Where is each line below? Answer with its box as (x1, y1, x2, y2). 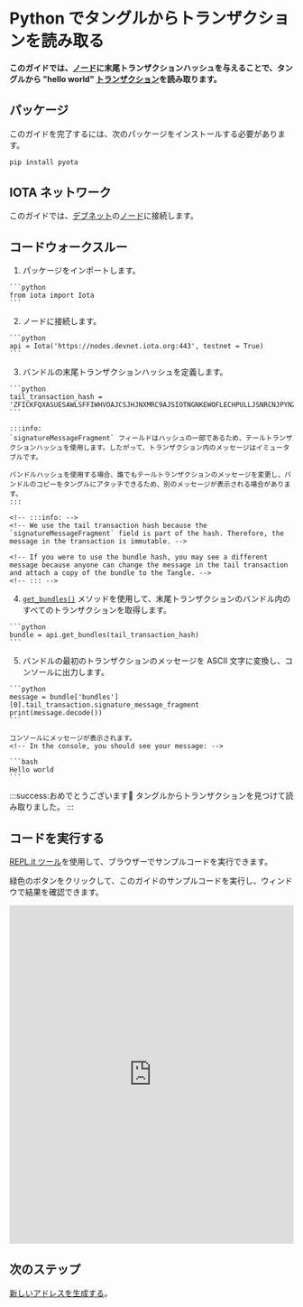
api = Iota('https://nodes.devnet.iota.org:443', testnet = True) (9, 342, 264, 351)
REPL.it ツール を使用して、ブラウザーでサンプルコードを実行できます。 (9, 857, 273, 867)
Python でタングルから (9, 8, 179, 29)
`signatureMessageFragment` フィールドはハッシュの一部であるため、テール (9, 434, 266, 443)
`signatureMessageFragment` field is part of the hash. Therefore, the (9, 529, 284, 538)
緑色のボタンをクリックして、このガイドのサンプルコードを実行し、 (9, 876, 262, 886)
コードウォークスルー (9, 239, 128, 255)
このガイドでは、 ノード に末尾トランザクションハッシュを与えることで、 (9, 62, 278, 73)
